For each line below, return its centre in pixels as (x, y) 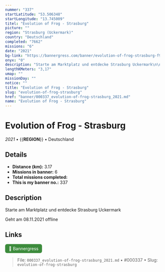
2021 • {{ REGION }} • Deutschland (40, 139)
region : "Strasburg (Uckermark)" (39, 33)
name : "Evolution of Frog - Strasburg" (46, 102)
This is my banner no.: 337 (40, 182)
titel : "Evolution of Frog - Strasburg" (47, 23)
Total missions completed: (40, 177)
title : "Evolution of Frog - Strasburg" (47, 87)
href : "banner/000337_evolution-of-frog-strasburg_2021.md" (68, 97)
